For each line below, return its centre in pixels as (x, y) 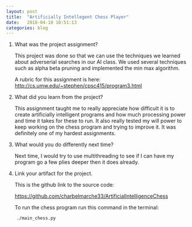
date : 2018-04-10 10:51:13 (41, 22)
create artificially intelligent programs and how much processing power (100, 115)
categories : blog (27, 28)
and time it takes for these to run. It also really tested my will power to (98, 121)
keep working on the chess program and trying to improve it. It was (95, 127)
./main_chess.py (36, 218)
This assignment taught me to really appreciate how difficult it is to (95, 108)
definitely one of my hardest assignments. (65, 133)
